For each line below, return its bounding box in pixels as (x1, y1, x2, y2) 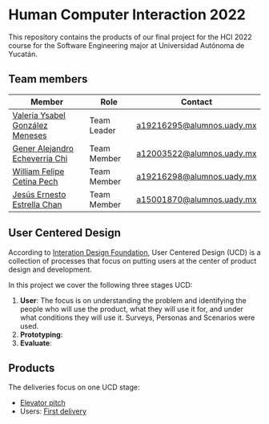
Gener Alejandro (12, 143, 74, 154)
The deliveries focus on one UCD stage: (8, 382, 140, 392)
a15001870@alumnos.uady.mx (136, 194, 257, 205)
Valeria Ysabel (12, 110, 66, 121)
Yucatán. (8, 49, 38, 59)
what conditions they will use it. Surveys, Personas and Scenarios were (19, 313, 255, 322)
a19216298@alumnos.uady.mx (136, 171, 257, 182)
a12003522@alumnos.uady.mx (136, 147, 257, 159)
